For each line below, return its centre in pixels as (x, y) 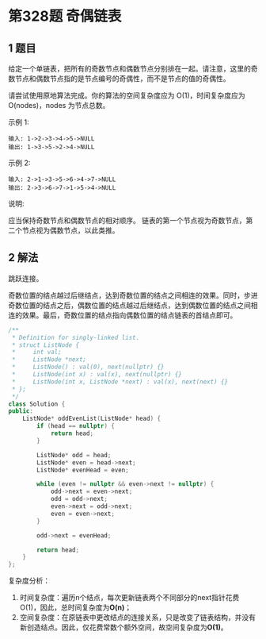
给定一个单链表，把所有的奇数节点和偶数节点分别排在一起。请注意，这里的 (129, 69)
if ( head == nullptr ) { (76, 426)
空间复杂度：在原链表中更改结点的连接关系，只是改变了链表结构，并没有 (137, 618)
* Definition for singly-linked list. (76, 337)
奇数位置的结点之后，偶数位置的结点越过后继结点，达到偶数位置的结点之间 (129, 305)
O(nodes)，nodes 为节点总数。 (59, 105)
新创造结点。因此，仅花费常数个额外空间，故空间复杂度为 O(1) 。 (123, 627)
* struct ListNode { (46, 345)
